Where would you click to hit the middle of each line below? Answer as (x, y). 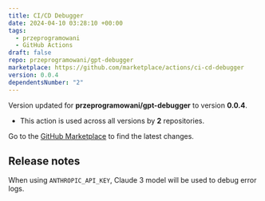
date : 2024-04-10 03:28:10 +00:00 (66, 23)
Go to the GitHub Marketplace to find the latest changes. (101, 136)
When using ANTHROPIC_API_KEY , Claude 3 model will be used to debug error (132, 180)
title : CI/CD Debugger (46, 16)
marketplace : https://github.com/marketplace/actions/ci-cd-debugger (127, 68)
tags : (17, 30)
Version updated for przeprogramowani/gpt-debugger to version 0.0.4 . (128, 105)
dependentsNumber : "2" (46, 82)
